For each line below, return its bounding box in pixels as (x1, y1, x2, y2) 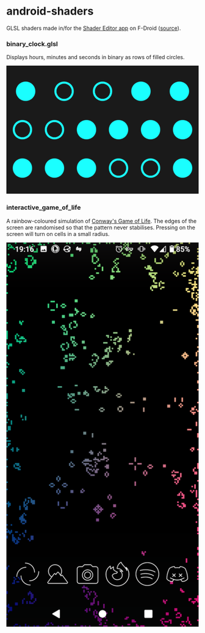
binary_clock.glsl (6, 40, 58, 48)
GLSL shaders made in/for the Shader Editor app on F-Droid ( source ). (6, 24, 181, 32)
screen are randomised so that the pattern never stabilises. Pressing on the (6, 224, 195, 231)
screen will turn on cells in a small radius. (6, 230, 110, 237)
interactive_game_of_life (6, 203, 81, 212)
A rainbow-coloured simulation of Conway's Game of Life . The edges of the (6, 217, 197, 224)
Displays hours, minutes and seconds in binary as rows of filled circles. (6, 54, 185, 61)
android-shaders (6, 4, 94, 18)
